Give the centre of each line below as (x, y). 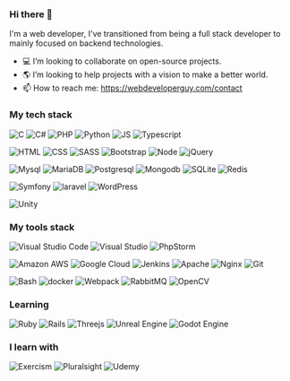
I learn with (34, 347)
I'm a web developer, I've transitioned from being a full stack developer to (145, 34)
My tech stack (41, 115)
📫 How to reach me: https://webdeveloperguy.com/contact (132, 88)
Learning (29, 304)
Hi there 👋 (31, 14)
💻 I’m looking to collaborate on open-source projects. (122, 61)
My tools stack (42, 227)
